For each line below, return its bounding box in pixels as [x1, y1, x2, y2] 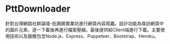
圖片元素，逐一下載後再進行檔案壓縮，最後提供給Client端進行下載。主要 [9, 26, 161, 33]
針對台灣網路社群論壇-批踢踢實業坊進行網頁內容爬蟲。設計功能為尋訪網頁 [5, 20, 160, 26]
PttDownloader [5, 3, 70, 15]
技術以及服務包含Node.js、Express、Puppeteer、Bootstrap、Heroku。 [9, 33, 159, 39]
